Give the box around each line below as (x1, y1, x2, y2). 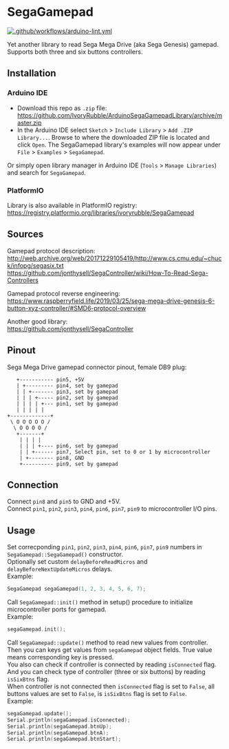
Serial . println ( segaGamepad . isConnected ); (7, 717, 131, 724)
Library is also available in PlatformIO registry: (7, 201, 138, 209)
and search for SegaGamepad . (7, 168, 86, 176)
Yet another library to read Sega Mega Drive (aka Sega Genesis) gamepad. (7, 40, 219, 48)
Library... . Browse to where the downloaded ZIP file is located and (17, 133, 210, 141)
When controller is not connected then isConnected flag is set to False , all (7, 682, 215, 690)
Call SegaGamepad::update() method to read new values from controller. (7, 638, 208, 646)
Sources (7, 229, 44, 240)
